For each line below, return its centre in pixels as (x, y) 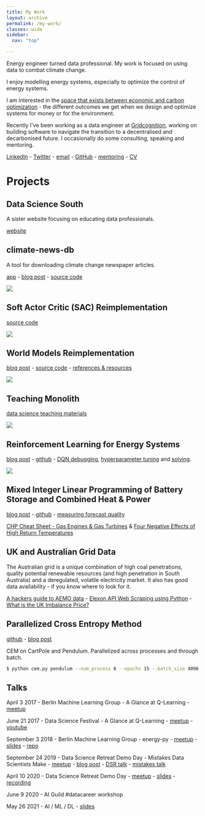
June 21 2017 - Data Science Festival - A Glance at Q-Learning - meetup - (100, 721)
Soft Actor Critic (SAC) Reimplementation (87, 308)
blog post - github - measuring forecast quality (66, 514)
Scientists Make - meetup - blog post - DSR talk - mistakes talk (86, 764)
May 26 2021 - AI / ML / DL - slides (51, 806)
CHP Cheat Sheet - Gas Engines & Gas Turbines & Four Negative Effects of (101, 526)
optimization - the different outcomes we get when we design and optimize (101, 107)
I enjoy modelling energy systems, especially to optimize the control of (96, 82)
